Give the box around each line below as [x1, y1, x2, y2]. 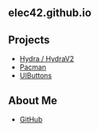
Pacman [19, 62, 46, 72]
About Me [8, 94, 57, 107]
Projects [8, 33, 50, 47]
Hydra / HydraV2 [19, 54, 75, 64]
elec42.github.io [8, 6, 92, 20]
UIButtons [19, 71, 53, 80]
